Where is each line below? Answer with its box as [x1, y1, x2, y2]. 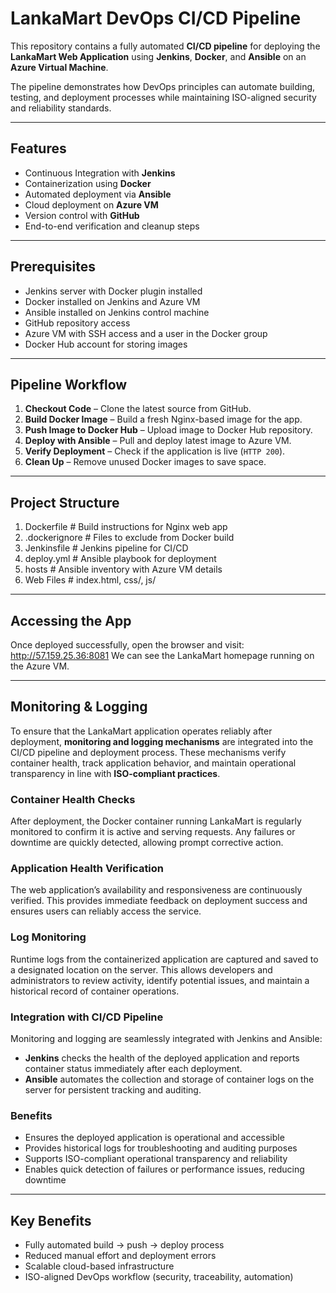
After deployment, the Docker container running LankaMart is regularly [10, 815, 302, 827]
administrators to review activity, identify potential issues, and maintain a [10, 974, 310, 986]
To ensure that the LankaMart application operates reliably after [10, 725, 273, 737]
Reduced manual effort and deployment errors [24, 1250, 217, 1262]
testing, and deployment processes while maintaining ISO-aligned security [10, 91, 317, 103]
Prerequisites [10, 258, 96, 276]
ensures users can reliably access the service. [10, 905, 202, 917]
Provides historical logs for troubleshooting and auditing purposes [24, 1142, 298, 1154]
